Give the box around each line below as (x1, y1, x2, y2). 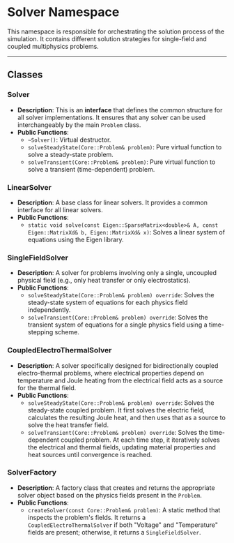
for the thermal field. (17, 383, 77, 392)
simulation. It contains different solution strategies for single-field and (7, 34, 207, 43)
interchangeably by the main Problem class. (17, 120, 141, 129)
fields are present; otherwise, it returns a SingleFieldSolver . (27, 528, 201, 536)
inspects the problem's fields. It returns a (27, 513, 146, 521)
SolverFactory (7, 468, 57, 477)
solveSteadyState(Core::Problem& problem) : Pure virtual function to (27, 142, 222, 151)
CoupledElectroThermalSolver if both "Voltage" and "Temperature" (27, 521, 218, 529)
